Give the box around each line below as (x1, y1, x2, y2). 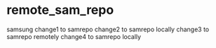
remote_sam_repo (6, 2, 114, 18)
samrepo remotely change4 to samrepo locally (6, 32, 142, 40)
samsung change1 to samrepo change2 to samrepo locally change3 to (6, 25, 210, 33)
